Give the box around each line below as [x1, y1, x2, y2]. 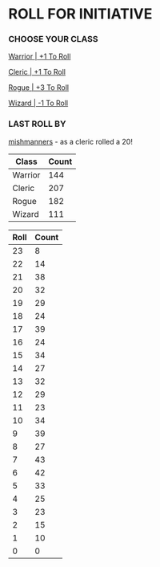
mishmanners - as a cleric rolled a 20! [8, 137, 134, 146]
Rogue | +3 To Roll [8, 83, 70, 92]
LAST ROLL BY [8, 118, 66, 129]
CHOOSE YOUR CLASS [8, 34, 98, 45]
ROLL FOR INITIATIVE [8, 5, 153, 23]
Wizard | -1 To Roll [8, 98, 69, 108]
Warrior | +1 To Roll [8, 51, 71, 61]
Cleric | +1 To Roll [8, 67, 66, 77]
